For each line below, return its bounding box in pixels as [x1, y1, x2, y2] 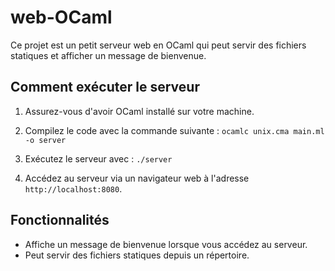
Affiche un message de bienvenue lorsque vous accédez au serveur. [24, 238, 308, 250]
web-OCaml [10, 6, 113, 29]
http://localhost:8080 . [24, 182, 123, 195]
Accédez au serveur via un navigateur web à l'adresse [24, 172, 250, 184]
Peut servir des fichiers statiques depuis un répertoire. [24, 249, 250, 261]
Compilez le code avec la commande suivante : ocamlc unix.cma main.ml [24, 124, 325, 136]
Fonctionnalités [10, 212, 110, 229]
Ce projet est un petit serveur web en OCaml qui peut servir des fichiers [10, 39, 307, 51]
